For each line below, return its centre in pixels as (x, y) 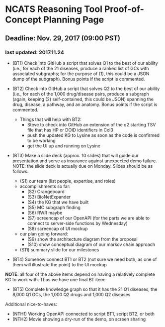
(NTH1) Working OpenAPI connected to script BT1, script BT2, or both (83, 314)
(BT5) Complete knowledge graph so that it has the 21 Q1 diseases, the (85, 289)
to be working (41, 140)
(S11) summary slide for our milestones (59, 249)
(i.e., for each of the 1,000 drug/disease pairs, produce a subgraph (81, 94)
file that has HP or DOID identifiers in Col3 (70, 130)
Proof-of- (124, 9)
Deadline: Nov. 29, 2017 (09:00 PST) (63, 38)
